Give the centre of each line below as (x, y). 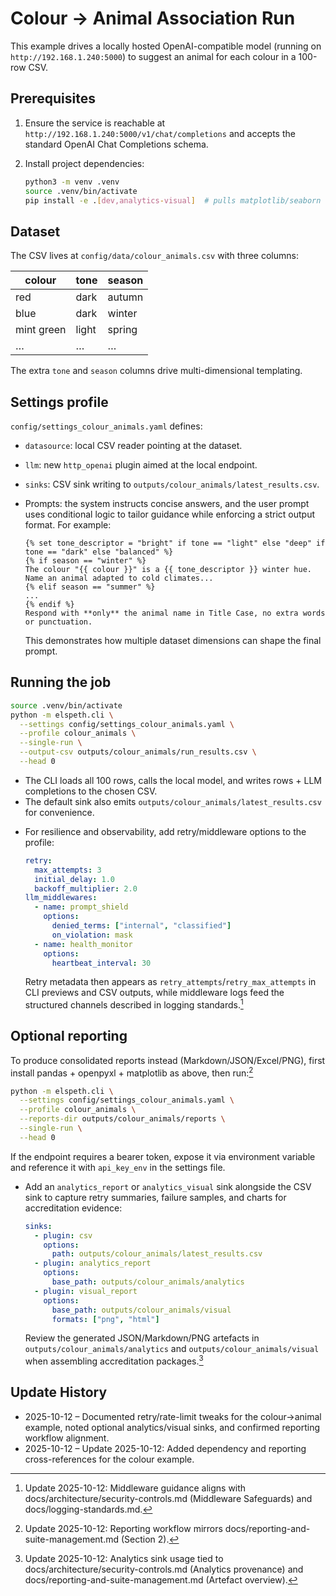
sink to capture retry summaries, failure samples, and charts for (155, 1197)
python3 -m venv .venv (72, 182)
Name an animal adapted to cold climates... (119, 578)
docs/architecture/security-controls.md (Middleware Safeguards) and (168, 1498)
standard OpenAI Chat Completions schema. (116, 144)
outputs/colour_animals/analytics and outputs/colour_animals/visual (172, 1349)
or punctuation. (58, 622)
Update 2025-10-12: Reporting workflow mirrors (123, 1528)
